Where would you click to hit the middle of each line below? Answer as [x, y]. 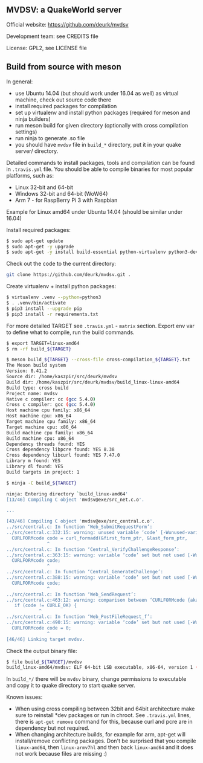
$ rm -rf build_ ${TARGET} [39, 349]
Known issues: [24, 697]
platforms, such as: [30, 175]
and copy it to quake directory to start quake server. [71, 686]
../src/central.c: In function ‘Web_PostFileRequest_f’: [79, 617]
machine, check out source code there [63, 100]
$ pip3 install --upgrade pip [44, 308]
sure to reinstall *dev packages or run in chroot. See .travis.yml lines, [103, 715]
